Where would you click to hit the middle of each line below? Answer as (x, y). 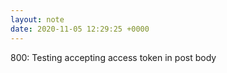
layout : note (37, 19)
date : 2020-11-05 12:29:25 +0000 (80, 29)
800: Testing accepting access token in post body (113, 57)
